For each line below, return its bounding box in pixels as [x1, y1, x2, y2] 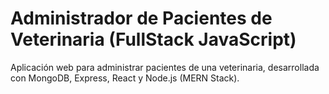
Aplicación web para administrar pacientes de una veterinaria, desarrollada [10, 61, 320, 73]
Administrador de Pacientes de [10, 7, 273, 30]
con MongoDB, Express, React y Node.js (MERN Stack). [10, 72, 240, 84]
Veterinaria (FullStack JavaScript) [10, 28, 297, 51]
